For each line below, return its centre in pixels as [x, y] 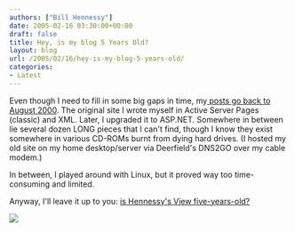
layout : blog [33, 51]
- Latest [25, 76]
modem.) [26, 157]
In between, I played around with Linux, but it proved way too [121, 174]
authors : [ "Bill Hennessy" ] [61, 17]
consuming [30, 184]
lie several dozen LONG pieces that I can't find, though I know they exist [141, 129]
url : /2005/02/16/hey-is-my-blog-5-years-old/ [97, 59]
